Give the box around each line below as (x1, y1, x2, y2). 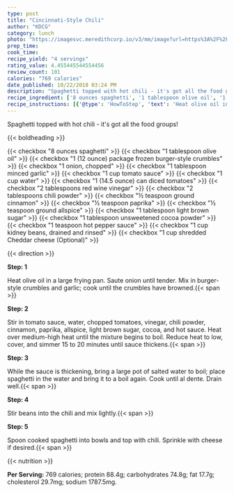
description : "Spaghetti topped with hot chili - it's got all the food (7, 88, 223, 95)
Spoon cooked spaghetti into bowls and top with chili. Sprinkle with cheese (7, 436, 223, 444)
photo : (7, 36, 26, 43)
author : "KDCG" (7, 23, 52, 30)
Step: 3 (7, 353, 29, 362)
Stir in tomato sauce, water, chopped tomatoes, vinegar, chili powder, (7, 318, 206, 326)
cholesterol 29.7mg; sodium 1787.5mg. (7, 478, 117, 486)
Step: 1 (7, 263, 28, 271)
